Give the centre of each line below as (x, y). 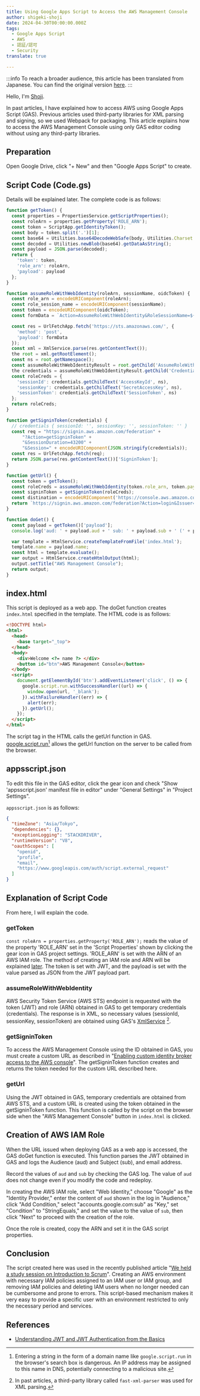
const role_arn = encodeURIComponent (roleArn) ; (72, 299)
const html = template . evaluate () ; (56, 553)
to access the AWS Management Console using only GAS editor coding (93, 127)
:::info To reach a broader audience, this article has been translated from (95, 78)
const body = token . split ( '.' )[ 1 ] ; (56, 233)
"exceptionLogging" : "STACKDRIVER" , (57, 835)
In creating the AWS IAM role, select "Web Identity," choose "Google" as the (99, 1191)
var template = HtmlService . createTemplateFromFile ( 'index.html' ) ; (97, 542)
